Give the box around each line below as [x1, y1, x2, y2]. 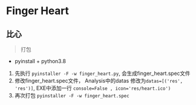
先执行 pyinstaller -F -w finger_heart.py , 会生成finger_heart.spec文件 [14, 70, 191, 77]
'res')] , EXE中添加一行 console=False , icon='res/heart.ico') [14, 84, 171, 91]
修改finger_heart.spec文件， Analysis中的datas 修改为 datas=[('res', [14, 77, 183, 84]
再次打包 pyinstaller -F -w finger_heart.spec [14, 92, 129, 99]
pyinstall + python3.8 [14, 58, 67, 64]
